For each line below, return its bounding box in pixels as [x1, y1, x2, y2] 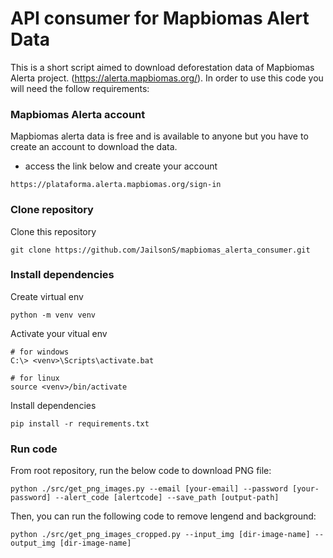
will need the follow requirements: [10, 82, 150, 94]
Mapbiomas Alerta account [10, 107, 146, 121]
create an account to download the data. [10, 141, 178, 153]
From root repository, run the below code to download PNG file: [10, 465, 272, 477]
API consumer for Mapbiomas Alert [10, 7, 310, 30]
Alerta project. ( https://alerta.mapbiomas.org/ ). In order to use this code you [10, 72, 324, 84]
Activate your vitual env [10, 327, 108, 339]
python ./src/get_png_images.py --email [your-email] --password [10, 484, 288, 494]
